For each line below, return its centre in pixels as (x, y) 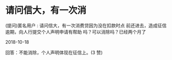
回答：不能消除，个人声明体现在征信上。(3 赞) (54, 52)
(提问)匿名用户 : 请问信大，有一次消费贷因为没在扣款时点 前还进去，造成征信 (86, 25)
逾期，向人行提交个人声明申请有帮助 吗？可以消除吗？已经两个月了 (76, 32)
